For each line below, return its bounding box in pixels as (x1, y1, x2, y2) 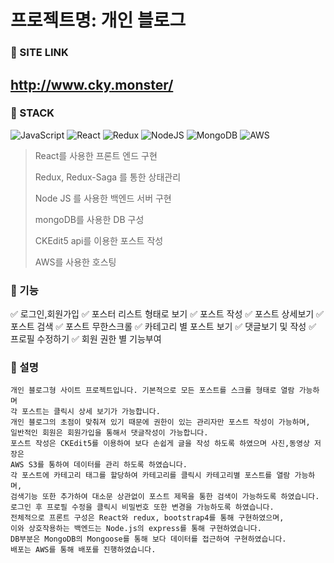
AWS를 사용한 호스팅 (34, 256, 117, 268)
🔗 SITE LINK (10, 46, 69, 60)
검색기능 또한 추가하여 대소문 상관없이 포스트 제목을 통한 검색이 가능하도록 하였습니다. (10, 492, 320, 502)
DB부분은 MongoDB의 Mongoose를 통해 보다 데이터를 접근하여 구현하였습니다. (10, 534, 287, 545)
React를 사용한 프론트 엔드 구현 (34, 149, 158, 161)
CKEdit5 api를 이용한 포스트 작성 (34, 234, 164, 246)
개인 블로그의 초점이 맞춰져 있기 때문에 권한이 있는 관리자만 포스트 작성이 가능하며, (10, 417, 311, 428)
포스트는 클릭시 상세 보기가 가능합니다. (21, 407, 161, 417)
